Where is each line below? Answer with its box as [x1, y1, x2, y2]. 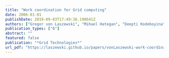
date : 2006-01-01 [5, 12, 42, 17]
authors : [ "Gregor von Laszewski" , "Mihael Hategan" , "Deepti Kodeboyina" [5, 21, 165, 27]
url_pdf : [5, 45, 24, 50]
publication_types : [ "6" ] [5, 26, 59, 31]
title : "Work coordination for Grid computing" [5, 7, 107, 13]
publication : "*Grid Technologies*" [5, 40, 82, 45]
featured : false [5, 36, 39, 41]
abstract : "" [5, 31, 33, 36]
